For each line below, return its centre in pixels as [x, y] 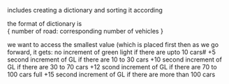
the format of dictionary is [45, 23]
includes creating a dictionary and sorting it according [85, 10]
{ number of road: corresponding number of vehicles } [86, 31]
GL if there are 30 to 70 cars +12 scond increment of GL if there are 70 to [112, 67]
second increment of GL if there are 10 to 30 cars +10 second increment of [114, 59]
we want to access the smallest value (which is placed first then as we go [113, 44]
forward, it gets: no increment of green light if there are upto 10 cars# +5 [112, 52]
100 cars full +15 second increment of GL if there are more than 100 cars [111, 74]
